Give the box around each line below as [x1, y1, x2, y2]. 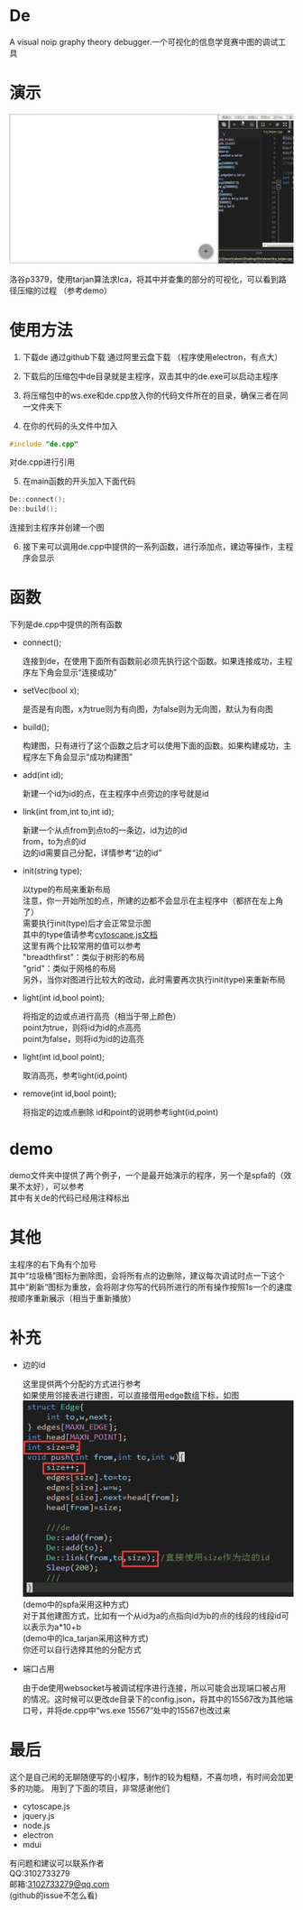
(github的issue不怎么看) [9, 1889, 98, 1900]
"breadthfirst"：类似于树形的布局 [22, 952, 146, 963]
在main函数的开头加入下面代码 [22, 475, 136, 487]
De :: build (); [9, 504, 59, 514]
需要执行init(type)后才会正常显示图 [22, 918, 151, 929]
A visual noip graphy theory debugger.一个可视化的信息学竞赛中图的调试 [9, 36, 279, 47]
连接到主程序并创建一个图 [9, 522, 105, 533]
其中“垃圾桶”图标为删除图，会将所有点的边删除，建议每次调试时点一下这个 [9, 1270, 286, 1281]
